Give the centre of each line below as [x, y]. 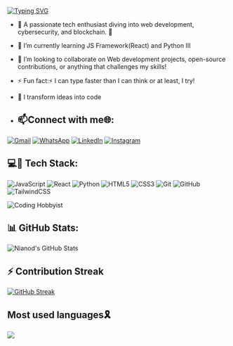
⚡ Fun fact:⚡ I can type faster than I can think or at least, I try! [106, 81]
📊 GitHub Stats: [43, 228]
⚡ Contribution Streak [55, 271]
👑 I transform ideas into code [59, 97]
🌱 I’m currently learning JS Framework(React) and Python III [104, 45]
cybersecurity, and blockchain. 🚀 [65, 32]
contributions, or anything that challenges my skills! [92, 66]
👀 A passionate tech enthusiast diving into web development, [106, 24]
